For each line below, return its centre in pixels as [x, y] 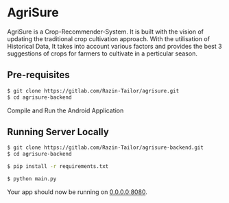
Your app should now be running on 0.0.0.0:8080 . [77, 192]
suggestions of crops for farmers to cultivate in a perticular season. [102, 53]
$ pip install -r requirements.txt [58, 167]
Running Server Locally [58, 132]
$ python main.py [32, 179]
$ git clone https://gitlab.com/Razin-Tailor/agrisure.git [93, 91]
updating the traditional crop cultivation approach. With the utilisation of [109, 38]
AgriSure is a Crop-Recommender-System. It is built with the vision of [106, 32]
